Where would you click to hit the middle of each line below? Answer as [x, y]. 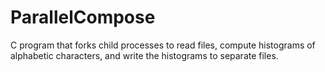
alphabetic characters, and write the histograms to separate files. [144, 55]
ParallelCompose [83, 17]
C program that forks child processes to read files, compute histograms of [163, 45]
